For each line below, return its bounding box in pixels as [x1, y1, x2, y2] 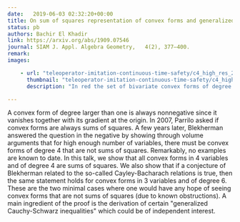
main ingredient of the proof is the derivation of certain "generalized [7, 199, 209, 208]
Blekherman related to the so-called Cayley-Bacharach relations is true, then [7, 169, 233, 178]
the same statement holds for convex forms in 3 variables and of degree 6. [7, 176, 227, 185]
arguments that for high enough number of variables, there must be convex [7, 139, 229, 147]
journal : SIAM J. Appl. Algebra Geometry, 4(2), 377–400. [7, 43, 191, 51]
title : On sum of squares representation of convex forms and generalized [7, 17, 235, 24]
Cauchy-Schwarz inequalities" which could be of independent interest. [7, 207, 216, 216]
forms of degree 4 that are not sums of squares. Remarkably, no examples [7, 147, 226, 155]
